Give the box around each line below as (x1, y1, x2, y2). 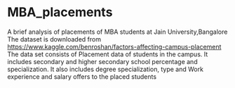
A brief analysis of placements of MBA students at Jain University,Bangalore (7, 27, 228, 36)
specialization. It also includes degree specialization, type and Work (7, 65, 203, 73)
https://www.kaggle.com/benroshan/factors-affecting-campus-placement (7, 42, 222, 51)
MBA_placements (7, 4, 113, 20)
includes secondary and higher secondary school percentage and (7, 57, 198, 65)
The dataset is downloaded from (7, 34, 102, 43)
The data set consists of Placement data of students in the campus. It (7, 50, 208, 58)
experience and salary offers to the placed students (7, 72, 156, 81)
